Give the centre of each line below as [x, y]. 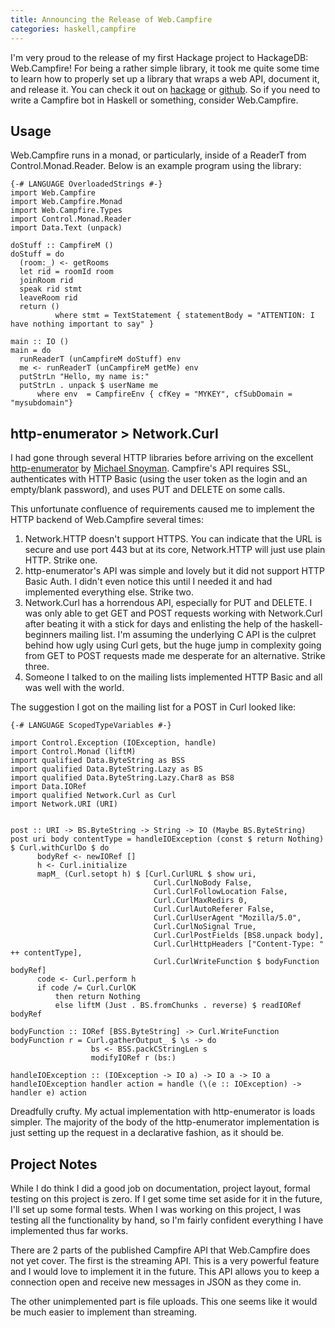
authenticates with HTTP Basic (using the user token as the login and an [159, 479]
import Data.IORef [48, 787]
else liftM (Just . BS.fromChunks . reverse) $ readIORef [178, 1006]
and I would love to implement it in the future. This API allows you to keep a [165, 1271]
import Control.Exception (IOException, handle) [113, 743]
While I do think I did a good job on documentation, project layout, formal [160, 1188]
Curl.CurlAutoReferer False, [214, 909]
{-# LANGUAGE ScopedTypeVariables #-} [91, 726]
